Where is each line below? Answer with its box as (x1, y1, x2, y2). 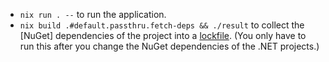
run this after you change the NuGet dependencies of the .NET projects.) (19, 40, 320, 52)
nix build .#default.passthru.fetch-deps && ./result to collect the (19, 19, 305, 31)
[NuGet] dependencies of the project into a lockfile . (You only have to (19, 30, 307, 41)
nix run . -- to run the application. (19, 9, 167, 20)
